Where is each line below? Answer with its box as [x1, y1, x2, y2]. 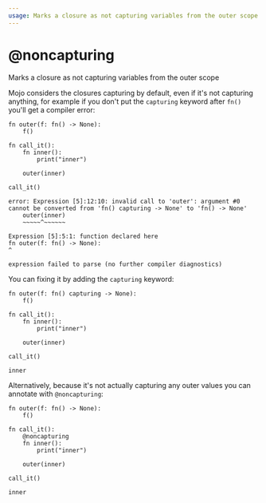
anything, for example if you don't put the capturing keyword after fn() [8, 97, 241, 106]
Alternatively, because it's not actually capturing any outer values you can [8, 380, 251, 390]
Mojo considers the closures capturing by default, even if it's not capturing [8, 88, 253, 97]
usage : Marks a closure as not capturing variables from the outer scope [8, 11, 259, 20]
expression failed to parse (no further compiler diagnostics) [8, 260, 223, 268]
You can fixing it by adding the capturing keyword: [8, 274, 174, 283]
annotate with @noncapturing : [8, 389, 104, 398]
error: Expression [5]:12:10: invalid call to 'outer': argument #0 [8, 197, 241, 205]
